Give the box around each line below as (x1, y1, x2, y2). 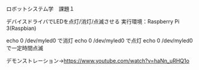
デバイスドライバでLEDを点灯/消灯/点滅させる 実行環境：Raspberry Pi (6, 18, 180, 25)
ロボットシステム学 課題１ (6, 5, 75, 12)
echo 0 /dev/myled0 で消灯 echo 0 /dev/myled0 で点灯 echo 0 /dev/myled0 (6, 37, 194, 44)
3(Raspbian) (6, 25, 37, 32)
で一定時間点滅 (6, 44, 43, 51)
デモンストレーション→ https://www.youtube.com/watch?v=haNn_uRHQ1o (6, 57, 189, 64)
